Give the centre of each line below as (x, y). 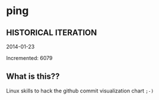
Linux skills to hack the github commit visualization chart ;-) (80, 91)
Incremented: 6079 (29, 58)
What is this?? (33, 77)
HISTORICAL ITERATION (52, 33)
